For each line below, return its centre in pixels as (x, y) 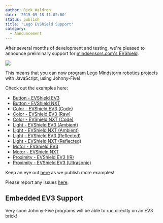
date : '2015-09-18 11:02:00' (36, 15)
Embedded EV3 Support (44, 198)
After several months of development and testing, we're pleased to (75, 48)
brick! (11, 216)
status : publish (22, 19)
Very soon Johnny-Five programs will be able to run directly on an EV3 (79, 210)
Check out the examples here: (37, 88)
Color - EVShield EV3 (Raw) (42, 114)
